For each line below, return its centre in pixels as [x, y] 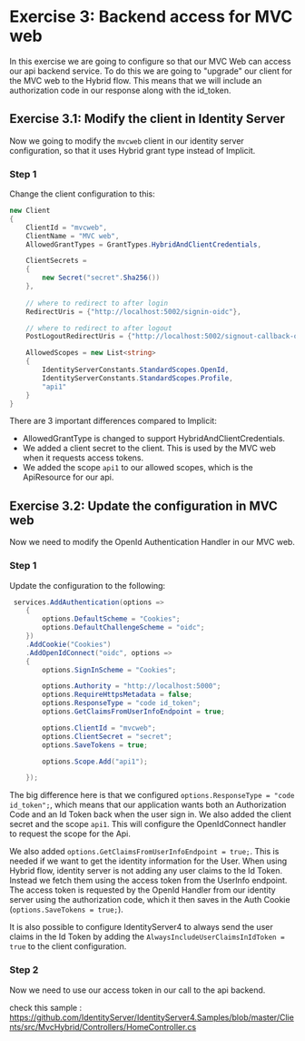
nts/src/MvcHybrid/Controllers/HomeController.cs [103, 1026]
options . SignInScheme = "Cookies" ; [109, 670]
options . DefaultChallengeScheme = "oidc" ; [123, 628]
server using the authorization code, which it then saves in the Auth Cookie [150, 900]
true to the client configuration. [68, 946]
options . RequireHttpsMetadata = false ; [118, 695]
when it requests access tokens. [83, 458]
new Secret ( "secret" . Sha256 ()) [101, 278]
